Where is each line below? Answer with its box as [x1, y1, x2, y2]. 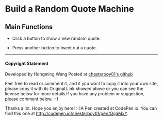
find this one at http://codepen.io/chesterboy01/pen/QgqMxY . [5, 110, 129, 117]
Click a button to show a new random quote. [12, 35, 101, 41]
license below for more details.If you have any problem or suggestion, [5, 91, 145, 97]
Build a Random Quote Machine [5, 3, 134, 15]
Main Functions [5, 23, 53, 31]
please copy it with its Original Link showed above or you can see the [5, 86, 144, 91]
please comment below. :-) [5, 96, 59, 102]
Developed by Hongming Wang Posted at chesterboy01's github [5, 71, 133, 77]
